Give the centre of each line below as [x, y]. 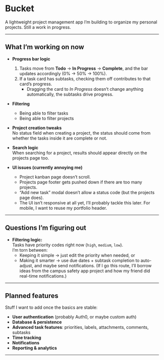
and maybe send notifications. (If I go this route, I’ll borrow [93, 265]
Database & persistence [37, 322]
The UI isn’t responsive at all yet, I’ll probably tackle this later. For [85, 202]
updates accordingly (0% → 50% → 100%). [63, 73]
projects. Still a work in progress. [38, 27]
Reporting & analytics [34, 348]
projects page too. [31, 158]
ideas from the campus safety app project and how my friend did [85, 271]
